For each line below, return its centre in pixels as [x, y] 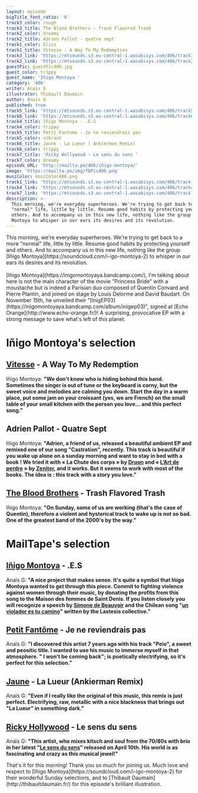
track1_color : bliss [32, 45]
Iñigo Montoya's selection [71, 343]
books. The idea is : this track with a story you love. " [71, 474]
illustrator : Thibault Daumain [44, 94]
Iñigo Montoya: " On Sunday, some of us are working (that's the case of [94, 507]
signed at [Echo [169, 306]
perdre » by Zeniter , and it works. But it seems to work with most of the [95, 468]
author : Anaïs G [26, 99]
